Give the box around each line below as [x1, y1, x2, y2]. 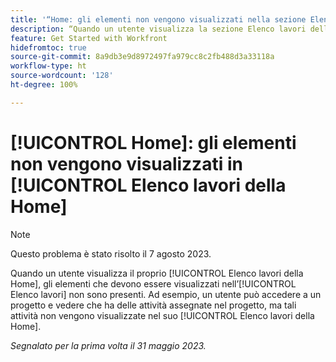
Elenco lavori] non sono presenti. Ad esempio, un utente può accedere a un [10, 288, 322, 300]
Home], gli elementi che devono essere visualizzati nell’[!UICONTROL [10, 277, 297, 290]
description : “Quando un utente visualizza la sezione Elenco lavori [10, 24, 307, 34]
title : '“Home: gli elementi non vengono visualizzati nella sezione [10, 14, 307, 25]
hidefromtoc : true [10, 42, 87, 53]
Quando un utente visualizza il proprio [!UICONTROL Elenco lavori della [10, 267, 304, 279]
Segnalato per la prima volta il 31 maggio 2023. [10, 339, 207, 351]
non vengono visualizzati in [10, 152, 243, 175]
